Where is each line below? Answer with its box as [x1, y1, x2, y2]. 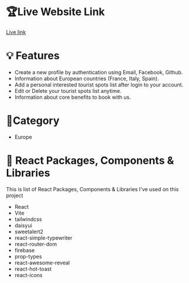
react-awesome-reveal [14, 259, 70, 266]
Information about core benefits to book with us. [14, 94, 131, 101]
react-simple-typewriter [14, 234, 73, 241]
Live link [6, 28, 26, 36]
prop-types [14, 253, 42, 260]
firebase [14, 247, 35, 254]
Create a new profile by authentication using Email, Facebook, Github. [14, 68, 183, 75]
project [6, 192, 23, 199]
